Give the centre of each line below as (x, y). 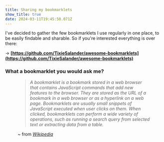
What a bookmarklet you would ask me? (55, 71)
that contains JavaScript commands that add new (82, 87)
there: (11, 44)
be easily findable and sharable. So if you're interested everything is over (80, 38)
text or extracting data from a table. (67, 124)
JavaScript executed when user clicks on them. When (85, 108)
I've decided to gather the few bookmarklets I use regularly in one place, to (82, 33)
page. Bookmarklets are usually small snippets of (81, 103)
